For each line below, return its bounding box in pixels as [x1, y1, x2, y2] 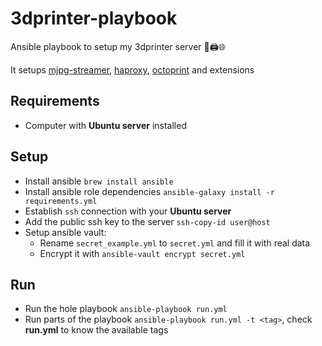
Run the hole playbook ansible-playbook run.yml [24, 303, 228, 315]
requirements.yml [24, 196, 98, 206]
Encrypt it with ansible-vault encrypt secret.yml [39, 247, 246, 259]
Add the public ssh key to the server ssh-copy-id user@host [24, 215, 271, 227]
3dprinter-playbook [10, 7, 178, 30]
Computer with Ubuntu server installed [24, 119, 187, 131]
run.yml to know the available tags [24, 324, 169, 336]
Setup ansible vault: [24, 226, 107, 238]
